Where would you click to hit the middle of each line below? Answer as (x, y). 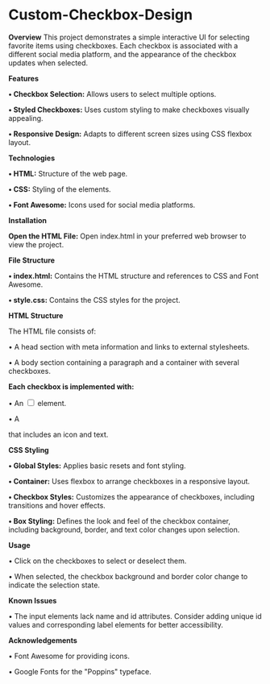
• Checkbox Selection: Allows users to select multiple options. (112, 93)
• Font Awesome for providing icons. (69, 656)
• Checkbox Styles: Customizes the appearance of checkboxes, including (132, 496)
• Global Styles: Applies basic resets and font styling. (98, 466)
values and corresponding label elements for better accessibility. (116, 624)
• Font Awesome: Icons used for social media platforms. (102, 205)
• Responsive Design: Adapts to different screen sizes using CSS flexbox (130, 134)
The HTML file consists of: (52, 331)
